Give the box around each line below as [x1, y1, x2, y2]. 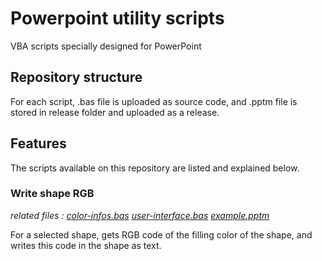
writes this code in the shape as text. [10, 239, 162, 251]
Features [10, 135, 67, 152]
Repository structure [10, 69, 143, 86]
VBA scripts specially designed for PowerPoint [10, 40, 202, 52]
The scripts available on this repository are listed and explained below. [10, 162, 300, 174]
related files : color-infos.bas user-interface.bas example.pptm [10, 209, 270, 221]
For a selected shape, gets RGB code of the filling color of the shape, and [10, 228, 313, 241]
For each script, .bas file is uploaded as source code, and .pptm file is [10, 95, 298, 107]
